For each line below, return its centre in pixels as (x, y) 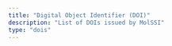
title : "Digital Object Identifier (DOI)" (79, 15)
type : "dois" (30, 30)
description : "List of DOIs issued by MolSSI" (86, 23)
